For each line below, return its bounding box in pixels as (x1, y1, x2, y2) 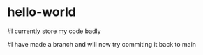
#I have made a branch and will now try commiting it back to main (7, 40, 197, 48)
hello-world (7, 4, 77, 20)
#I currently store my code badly (7, 27, 101, 35)
